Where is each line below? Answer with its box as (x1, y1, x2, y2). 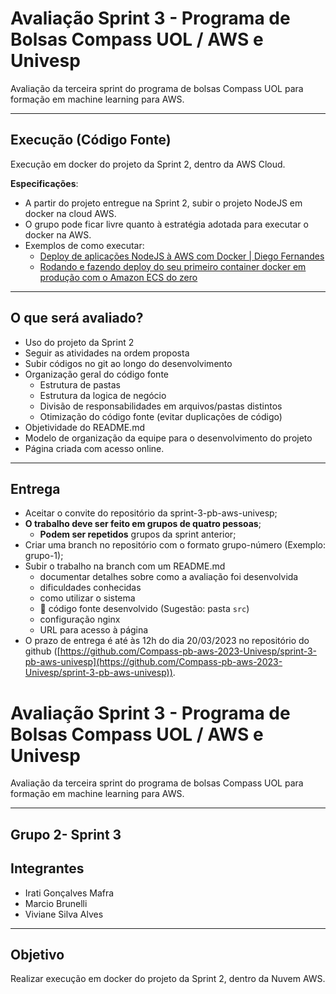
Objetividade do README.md (24, 421, 145, 433)
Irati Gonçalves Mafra (24, 887, 115, 899)
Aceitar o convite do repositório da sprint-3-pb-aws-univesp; (24, 507, 278, 519)
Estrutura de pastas (39, 378, 121, 391)
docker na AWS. (24, 228, 92, 241)
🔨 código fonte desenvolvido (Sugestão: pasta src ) (39, 603, 250, 615)
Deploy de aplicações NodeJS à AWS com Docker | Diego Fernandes (39, 250, 325, 262)
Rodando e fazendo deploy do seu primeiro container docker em (39, 260, 307, 272)
